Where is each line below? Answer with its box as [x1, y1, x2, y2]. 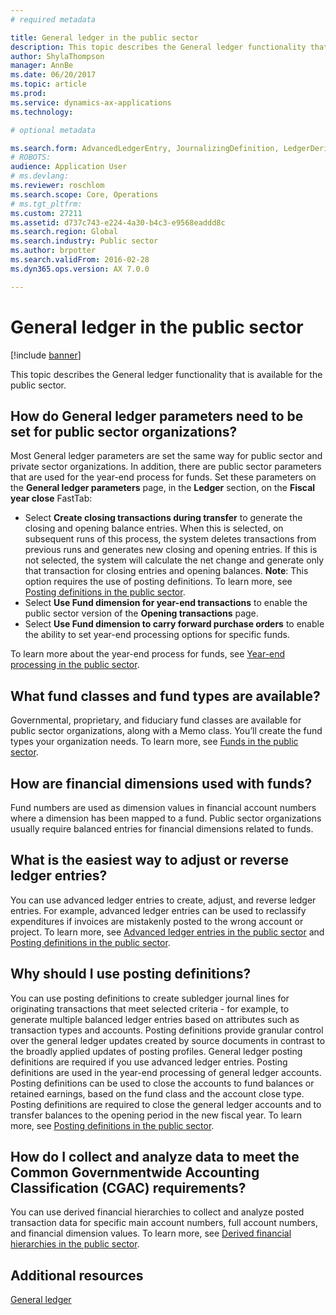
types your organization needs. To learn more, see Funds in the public [10, 736, 299, 748]
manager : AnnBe [10, 61, 74, 71]
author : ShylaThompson [10, 51, 105, 61]
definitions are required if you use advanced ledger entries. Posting [10, 1056, 288, 1068]
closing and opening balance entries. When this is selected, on [24, 522, 284, 535]
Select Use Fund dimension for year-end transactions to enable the [24, 597, 308, 609]
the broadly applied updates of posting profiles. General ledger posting [10, 1045, 303, 1057]
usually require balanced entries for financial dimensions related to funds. [10, 823, 314, 835]
